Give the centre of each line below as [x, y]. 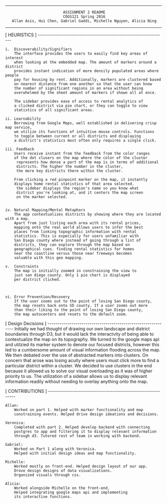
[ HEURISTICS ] [21, 35]
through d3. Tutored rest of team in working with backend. [78, 436]
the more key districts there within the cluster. [70, 171]
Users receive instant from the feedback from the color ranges [82, 153]
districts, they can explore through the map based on [72, 245]
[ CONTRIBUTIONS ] [26, 391]
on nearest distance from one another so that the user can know [83, 84]
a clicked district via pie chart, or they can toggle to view [81, 106]
